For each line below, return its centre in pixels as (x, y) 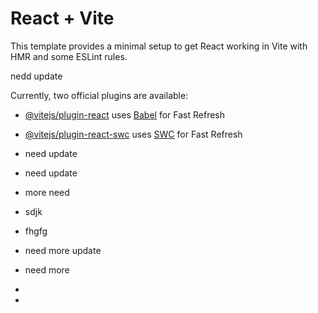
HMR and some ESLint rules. (69, 56)
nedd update (36, 76)
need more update (63, 250)
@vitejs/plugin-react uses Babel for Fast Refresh (125, 114)
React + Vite (62, 18)
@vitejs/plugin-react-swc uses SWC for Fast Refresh (133, 134)
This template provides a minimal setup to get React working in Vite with (159, 46)
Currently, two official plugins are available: (99, 95)
